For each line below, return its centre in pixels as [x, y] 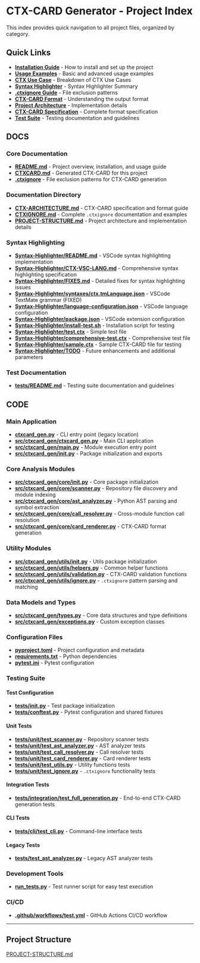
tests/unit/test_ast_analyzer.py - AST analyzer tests [80, 745]
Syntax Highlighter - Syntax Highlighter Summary [76, 86]
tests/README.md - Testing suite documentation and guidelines [94, 386]
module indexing [35, 495]
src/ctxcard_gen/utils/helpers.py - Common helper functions [91, 568]
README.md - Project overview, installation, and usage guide [90, 167]
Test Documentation [36, 372]
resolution [27, 520]
